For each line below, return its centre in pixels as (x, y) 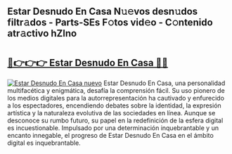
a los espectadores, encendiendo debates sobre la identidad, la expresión (114, 105)
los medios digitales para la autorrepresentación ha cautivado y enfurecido (116, 98)
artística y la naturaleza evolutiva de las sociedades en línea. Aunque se (111, 113)
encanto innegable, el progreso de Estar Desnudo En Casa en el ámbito (111, 135)
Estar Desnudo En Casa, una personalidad (164, 83)
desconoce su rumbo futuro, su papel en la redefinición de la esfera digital (115, 120)
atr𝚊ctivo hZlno (42, 33)
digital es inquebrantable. (44, 143)
